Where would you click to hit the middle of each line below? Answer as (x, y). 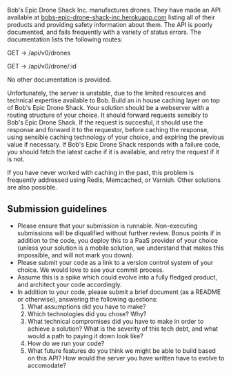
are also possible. (32, 187)
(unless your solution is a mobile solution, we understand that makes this (120, 248)
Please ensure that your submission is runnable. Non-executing (107, 226)
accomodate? (47, 365)
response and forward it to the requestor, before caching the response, (108, 130)
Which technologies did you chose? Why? (87, 313)
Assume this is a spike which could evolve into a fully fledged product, (117, 277)
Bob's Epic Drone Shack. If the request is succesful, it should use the (105, 122)
